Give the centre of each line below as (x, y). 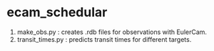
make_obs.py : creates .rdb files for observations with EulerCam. (112, 32)
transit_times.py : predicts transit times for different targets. (104, 39)
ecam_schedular (57, 12)
